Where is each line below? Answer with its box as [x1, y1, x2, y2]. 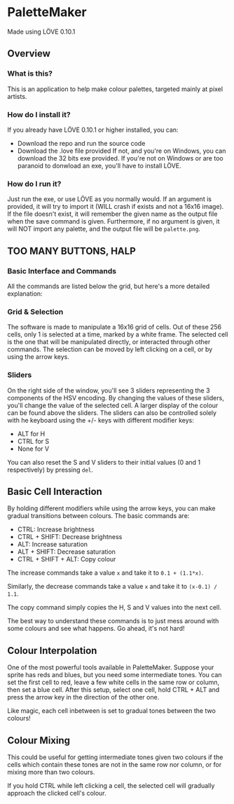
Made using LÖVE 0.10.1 [7, 27, 76, 36]
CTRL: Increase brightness [17, 525, 95, 533]
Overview [7, 48, 51, 60]
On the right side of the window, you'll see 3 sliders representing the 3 [7, 386, 210, 395]
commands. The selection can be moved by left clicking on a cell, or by [7, 345, 213, 354]
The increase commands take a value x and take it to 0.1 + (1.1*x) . [7, 568, 204, 577]
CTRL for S [17, 437, 50, 445]
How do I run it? [7, 179, 62, 189]
